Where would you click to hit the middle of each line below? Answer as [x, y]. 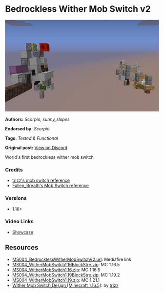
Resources [22, 248]
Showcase [22, 232]
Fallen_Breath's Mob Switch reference [51, 186]
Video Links [20, 222]
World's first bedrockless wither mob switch [50, 157]
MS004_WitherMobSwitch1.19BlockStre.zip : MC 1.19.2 [66, 275]
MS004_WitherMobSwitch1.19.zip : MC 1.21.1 [56, 280]
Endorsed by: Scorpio [27, 128]
